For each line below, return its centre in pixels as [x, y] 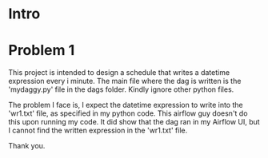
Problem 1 [42, 51]
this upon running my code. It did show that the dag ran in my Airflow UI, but [134, 122]
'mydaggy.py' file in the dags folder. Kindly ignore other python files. [121, 89]
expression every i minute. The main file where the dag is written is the [125, 81]
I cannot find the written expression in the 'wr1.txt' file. [98, 130]
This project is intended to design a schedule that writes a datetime [119, 73]
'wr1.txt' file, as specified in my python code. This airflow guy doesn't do [128, 113]
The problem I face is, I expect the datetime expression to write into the [126, 105]
